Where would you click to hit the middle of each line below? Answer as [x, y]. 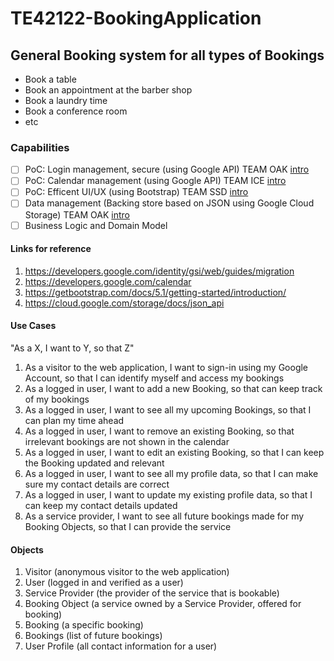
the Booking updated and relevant [94, 463]
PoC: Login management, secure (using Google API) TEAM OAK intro [167, 169]
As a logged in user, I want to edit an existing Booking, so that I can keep [174, 453]
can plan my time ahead [74, 421]
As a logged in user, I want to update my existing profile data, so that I [168, 495]
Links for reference [51, 249]
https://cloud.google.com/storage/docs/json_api [124, 303]
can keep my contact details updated [101, 506]
